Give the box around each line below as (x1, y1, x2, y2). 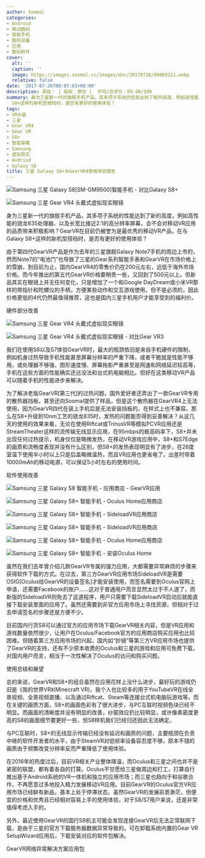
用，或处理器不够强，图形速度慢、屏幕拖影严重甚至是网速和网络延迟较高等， (6, 361, 199, 369)
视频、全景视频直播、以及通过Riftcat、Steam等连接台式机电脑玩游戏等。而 (11, 693, 199, 701)
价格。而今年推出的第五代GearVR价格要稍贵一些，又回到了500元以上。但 (6, 271, 191, 279)
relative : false (12, 77, 53, 83)
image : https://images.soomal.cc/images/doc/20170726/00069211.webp (12, 72, 190, 78)
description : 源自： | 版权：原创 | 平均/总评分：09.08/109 (6, 89, 153, 95)
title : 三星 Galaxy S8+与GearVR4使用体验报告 (6, 168, 116, 175)
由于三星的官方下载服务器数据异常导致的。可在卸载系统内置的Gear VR (22, 824, 198, 832)
